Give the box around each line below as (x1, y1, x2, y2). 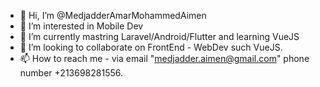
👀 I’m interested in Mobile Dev (19, 20, 144, 32)
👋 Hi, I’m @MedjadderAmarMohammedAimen (19, 10, 207, 21)
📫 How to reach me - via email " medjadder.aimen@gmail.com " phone (19, 53, 310, 64)
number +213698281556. (19, 67, 123, 79)
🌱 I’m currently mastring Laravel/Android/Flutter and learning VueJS (19, 31, 300, 42)
